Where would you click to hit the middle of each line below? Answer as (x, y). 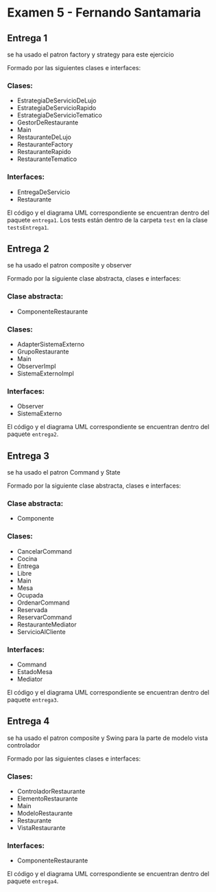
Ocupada (30, 595)
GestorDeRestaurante (48, 122)
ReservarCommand (44, 617)
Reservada (32, 609)
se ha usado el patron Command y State (64, 472)
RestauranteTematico (47, 159)
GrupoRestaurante (43, 351)
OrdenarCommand (43, 602)
